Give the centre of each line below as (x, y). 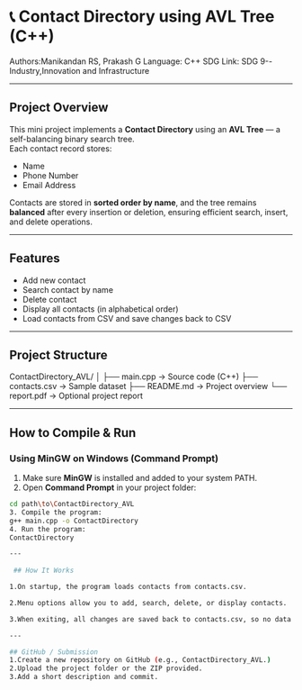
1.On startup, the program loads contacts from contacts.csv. (128, 587)
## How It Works (44, 571)
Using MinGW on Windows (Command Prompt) (114, 458)
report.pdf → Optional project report (76, 396)
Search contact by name (68, 289)
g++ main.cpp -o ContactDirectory (74, 521)
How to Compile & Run (73, 433)
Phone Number (50, 175)
